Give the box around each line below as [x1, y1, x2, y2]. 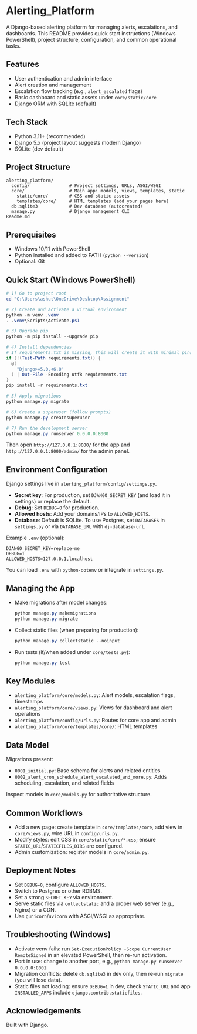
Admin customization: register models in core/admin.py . [14, 848, 150, 855]
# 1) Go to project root [6, 291, 67, 296]
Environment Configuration [6, 465, 108, 475]
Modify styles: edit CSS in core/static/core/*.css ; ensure [14, 836, 157, 843]
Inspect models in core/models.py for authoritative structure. [6, 791, 152, 798]
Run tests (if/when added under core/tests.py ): [14, 648, 130, 655]
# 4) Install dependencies [6, 344, 72, 351]
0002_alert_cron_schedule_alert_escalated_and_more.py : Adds [14, 773, 167, 780]
